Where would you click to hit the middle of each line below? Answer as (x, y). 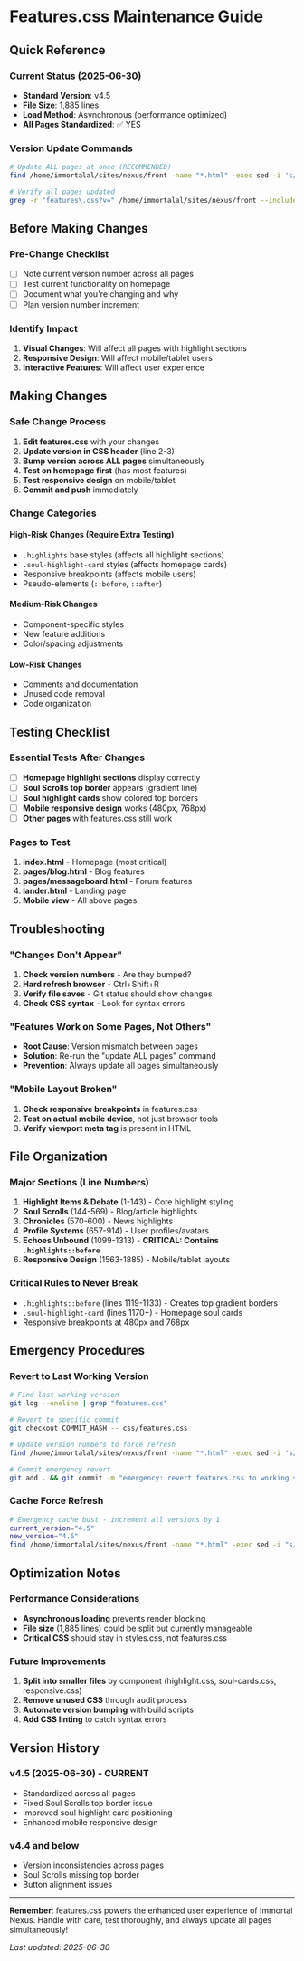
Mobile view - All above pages (80, 900)
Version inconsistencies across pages (93, 1865)
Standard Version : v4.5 (66, 95)
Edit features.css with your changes (91, 442)
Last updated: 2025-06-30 (60, 1947)
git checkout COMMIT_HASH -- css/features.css (99, 1428)
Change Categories (53, 513)
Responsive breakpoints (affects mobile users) (109, 574)
